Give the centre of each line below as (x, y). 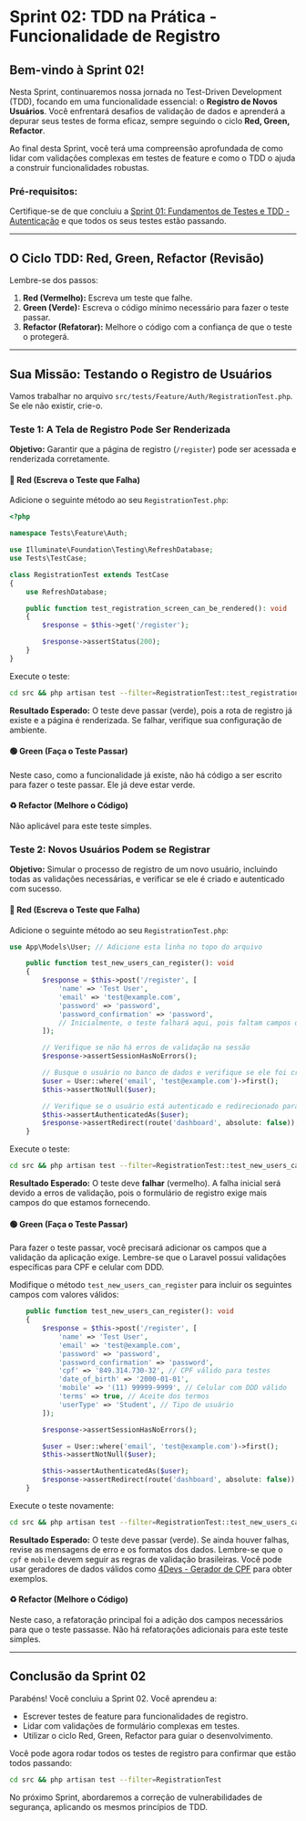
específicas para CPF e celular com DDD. (87, 1268)
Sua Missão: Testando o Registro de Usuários (141, 374)
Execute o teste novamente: (61, 1505)
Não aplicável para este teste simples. (81, 826)
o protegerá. (46, 337)
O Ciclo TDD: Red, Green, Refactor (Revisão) (137, 258)
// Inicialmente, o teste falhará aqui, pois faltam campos (174, 1023)
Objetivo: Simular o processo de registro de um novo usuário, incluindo (143, 869)
